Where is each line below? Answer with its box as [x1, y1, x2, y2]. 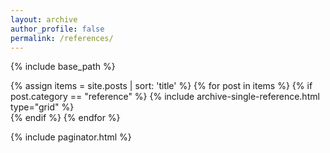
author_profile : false [10, 24, 105, 34]
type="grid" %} [10, 101, 75, 113]
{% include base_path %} [10, 61, 116, 73]
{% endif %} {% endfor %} [10, 112, 121, 124]
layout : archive [10, 14, 78, 25]
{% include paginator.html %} [10, 131, 132, 143]
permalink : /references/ [10, 33, 114, 43]
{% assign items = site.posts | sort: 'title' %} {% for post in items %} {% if [10, 80, 313, 92]
